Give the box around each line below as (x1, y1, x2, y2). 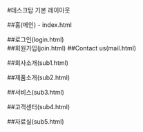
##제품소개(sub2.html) (7, 73, 70, 82)
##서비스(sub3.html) (7, 88, 64, 96)
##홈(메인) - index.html (7, 21, 73, 29)
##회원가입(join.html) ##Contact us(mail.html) (7, 44, 137, 52)
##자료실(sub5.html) (7, 117, 64, 126)
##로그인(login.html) (7, 35, 64, 44)
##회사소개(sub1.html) (7, 59, 69, 67)
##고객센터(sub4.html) (7, 103, 70, 111)
